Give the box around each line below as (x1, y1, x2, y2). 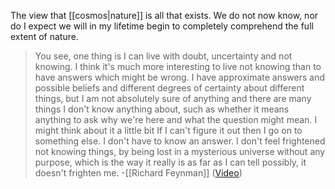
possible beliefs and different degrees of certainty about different (34, 82, 305, 94)
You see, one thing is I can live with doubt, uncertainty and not (34, 50, 293, 62)
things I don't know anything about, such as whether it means (34, 103, 290, 115)
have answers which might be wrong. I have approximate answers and (34, 71, 326, 83)
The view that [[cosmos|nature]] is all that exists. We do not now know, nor (10, 10, 319, 21)
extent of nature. (10, 31, 79, 42)
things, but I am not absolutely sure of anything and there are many (34, 93, 312, 104)
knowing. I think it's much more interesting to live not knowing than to (34, 61, 322, 72)
